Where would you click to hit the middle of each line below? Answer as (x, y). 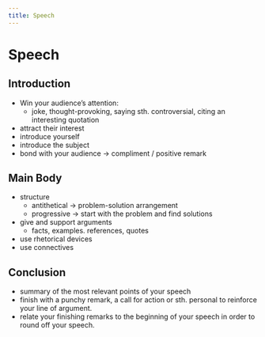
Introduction (40, 84)
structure (34, 197)
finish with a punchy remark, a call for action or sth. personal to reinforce (138, 300)
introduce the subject (54, 145)
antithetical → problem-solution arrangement (104, 206)
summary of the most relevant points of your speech (105, 292)
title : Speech (32, 15)
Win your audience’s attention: (69, 103)
